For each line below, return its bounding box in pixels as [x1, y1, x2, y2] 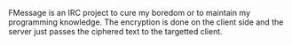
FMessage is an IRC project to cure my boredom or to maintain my [8, 8, 250, 18]
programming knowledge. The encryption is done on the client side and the [8, 17, 284, 27]
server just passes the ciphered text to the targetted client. [8, 26, 223, 36]
